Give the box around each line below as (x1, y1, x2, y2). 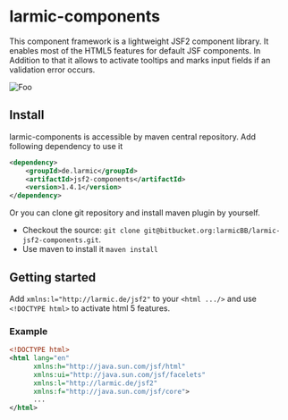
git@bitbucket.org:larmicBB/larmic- (143, 226, 281, 236)
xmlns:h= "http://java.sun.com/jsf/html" (32, 362, 186, 371)
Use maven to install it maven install (21, 244, 158, 255)
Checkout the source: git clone (21, 225, 140, 236)
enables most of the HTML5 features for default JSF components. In (9, 45, 261, 55)
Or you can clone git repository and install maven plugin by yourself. (9, 207, 261, 218)
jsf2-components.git (21, 236, 99, 245)
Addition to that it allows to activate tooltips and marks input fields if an (9, 55, 271, 65)
